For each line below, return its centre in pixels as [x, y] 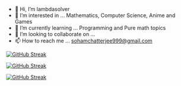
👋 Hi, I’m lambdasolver [42, 9]
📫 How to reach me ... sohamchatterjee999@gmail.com [83, 41]
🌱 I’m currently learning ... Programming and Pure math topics [90, 28]
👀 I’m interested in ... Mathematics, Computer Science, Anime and [95, 15]
